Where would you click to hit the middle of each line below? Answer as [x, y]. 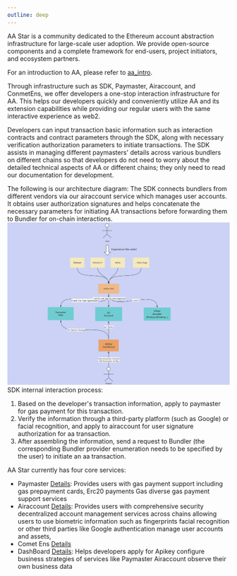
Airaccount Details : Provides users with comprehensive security [110, 507]
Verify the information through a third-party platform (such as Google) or [123, 419]
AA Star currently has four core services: [67, 470]
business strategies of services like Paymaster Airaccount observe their [122, 559]
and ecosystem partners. [44, 58]
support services [42, 499]
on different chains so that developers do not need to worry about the [109, 160]
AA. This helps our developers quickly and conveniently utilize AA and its [114, 101]
